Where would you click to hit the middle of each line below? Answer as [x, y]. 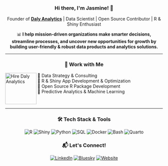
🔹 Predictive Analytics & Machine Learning [81, 91]
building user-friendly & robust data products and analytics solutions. [84, 47]
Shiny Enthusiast [84, 24]
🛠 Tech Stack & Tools [84, 119]
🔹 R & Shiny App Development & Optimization [84, 81]
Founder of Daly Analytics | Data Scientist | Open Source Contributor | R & [84, 19]
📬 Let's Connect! [84, 145]
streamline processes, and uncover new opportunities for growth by [84, 42]
